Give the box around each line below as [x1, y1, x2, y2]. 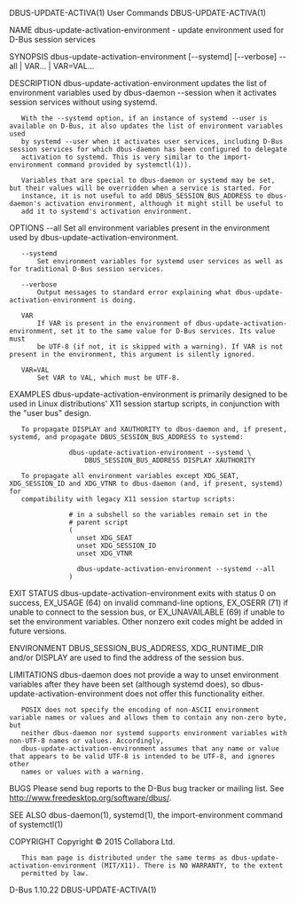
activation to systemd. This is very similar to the [20, 153, 220, 161]
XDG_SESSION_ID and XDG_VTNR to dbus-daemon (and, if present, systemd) [9, 479, 284, 488]
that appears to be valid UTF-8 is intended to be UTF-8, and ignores [9, 752, 276, 761]
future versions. [9, 625, 67, 636]
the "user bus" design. [9, 408, 91, 418]
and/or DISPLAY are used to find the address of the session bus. [9, 652, 245, 663]
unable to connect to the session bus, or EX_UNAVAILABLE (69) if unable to [9, 607, 285, 617]
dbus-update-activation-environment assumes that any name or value [20, 744, 279, 753]
